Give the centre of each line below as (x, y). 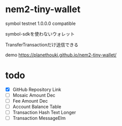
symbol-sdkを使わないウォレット (40, 34)
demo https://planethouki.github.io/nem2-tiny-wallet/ (61, 55)
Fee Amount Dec (30, 101)
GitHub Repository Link (37, 89)
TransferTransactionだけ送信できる (42, 45)
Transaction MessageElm (39, 118)
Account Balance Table (37, 107)
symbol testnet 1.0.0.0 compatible (41, 23)
